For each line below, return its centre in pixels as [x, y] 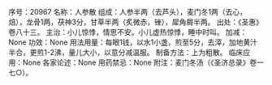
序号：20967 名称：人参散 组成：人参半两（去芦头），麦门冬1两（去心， [128, 12]
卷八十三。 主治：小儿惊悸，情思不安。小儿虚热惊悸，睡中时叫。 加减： [128, 32]
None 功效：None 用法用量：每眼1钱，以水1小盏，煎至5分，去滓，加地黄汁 [133, 42]
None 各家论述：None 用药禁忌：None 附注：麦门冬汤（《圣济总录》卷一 [143, 62]
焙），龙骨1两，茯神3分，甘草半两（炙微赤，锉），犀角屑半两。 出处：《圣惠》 [136, 22]
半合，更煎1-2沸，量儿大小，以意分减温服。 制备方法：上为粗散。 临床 [126, 52]
